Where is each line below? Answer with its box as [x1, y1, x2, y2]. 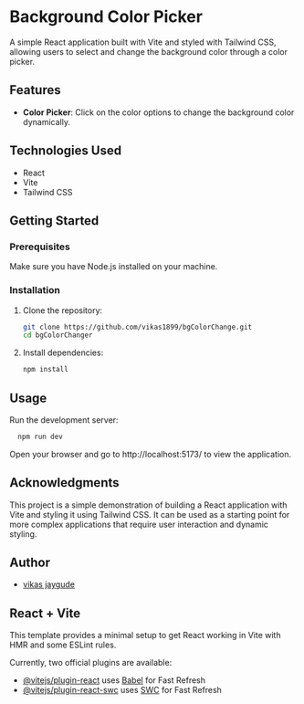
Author [9, 555, 50, 571]
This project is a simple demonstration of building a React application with [9, 499, 288, 510]
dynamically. [22, 116, 71, 127]
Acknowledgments [9, 475, 121, 490]
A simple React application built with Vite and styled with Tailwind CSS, [9, 37, 277, 47]
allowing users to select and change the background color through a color [9, 46, 288, 57]
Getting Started [9, 213, 100, 228]
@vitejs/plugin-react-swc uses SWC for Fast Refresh [22, 685, 222, 696]
